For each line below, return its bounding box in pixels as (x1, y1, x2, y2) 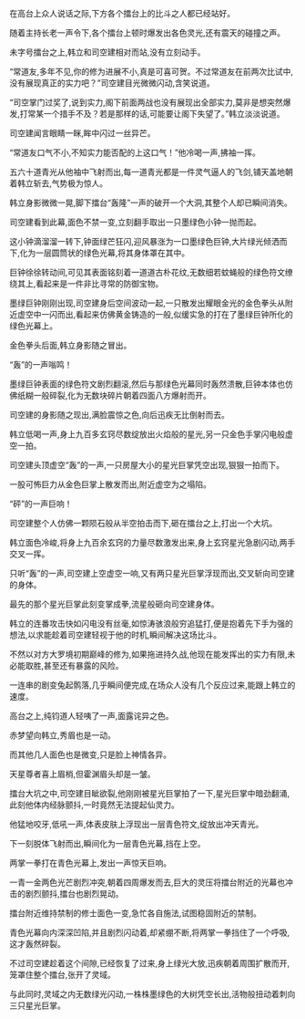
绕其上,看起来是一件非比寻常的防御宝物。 (9, 278, 164, 289)
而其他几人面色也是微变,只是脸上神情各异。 (9, 749, 172, 760)
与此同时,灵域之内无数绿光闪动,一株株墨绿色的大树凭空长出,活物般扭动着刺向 (9, 989, 296, 999)
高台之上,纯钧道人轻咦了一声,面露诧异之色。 (9, 711, 175, 721)
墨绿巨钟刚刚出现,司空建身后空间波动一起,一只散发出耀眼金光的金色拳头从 (9, 297, 286, 308)
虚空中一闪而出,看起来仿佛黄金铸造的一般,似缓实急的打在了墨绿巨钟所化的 (16, 309, 294, 319)
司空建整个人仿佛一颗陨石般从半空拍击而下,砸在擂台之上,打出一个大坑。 (9, 518, 278, 528)
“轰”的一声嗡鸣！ (9, 359, 73, 369)
